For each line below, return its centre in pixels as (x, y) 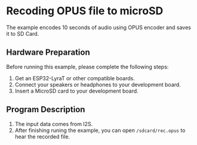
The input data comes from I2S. (54, 124)
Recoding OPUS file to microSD (85, 11)
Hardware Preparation (48, 53)
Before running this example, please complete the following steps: (87, 67)
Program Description (46, 110)
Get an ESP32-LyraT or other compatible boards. (75, 78)
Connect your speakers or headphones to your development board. (98, 84)
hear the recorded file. (42, 136)
